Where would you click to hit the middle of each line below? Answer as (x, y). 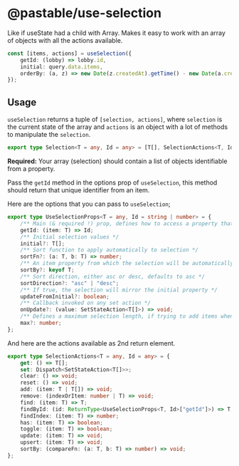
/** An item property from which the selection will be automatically (127, 264)
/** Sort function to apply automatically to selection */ (110, 250)
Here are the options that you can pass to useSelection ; (89, 204)
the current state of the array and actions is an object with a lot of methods (118, 127)
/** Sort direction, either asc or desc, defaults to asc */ (112, 276)
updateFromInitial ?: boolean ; (65, 296)
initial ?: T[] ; (43, 244)
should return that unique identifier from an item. (79, 190)
